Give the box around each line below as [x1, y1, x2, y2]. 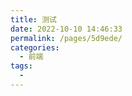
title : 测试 [10, 14, 57, 25]
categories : [10, 42, 60, 53]
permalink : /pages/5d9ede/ [10, 33, 123, 43]
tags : [10, 61, 33, 71]
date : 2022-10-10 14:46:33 [10, 24, 123, 34]
